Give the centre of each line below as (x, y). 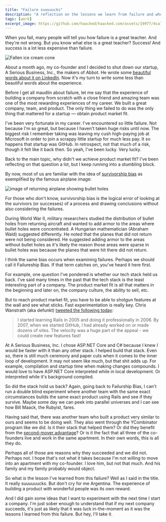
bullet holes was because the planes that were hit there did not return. (77, 250)
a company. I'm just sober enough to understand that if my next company (80, 504)
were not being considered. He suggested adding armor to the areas (75, 239)
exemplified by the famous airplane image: (48, 179)
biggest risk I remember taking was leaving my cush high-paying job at (77, 134)
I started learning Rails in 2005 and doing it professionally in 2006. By (88, 320)
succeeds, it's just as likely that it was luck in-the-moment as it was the (78, 509)
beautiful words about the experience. (44, 83)
